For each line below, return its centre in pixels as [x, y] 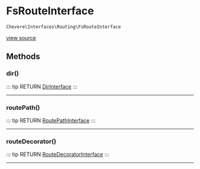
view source [21, 37]
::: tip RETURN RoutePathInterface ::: [51, 120]
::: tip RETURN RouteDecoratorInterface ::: [58, 154]
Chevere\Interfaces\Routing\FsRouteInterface [63, 27]
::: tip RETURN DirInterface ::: [42, 86]
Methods [23, 57]
